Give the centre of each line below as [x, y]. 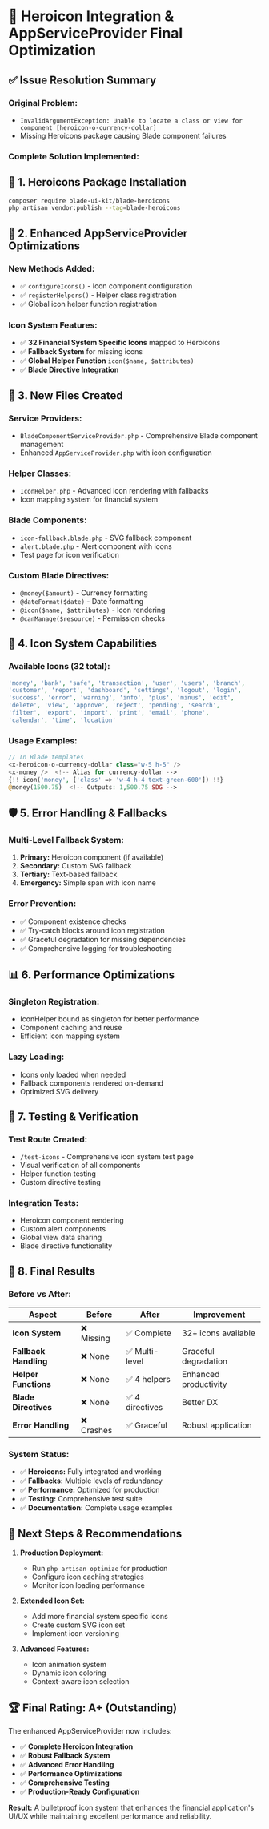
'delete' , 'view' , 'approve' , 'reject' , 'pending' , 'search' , [114, 705]
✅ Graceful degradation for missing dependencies [103, 939]
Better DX [200, 1403]
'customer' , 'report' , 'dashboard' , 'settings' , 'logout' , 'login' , [125, 691]
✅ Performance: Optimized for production [90, 1490]
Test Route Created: [48, 1139]
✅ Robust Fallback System [65, 1756]
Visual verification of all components [80, 1166]
